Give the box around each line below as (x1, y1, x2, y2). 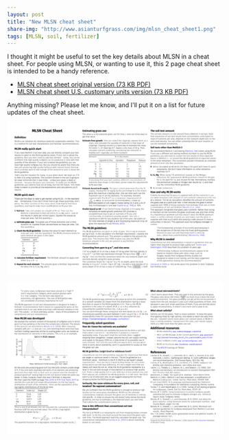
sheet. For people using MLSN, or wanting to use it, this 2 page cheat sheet (7, 60, 221, 68)
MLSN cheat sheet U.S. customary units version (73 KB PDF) (16, 88, 189, 96)
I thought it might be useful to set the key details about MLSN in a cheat (7, 52, 210, 61)
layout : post (7, 11, 45, 18)
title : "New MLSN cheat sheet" (7, 18, 97, 25)
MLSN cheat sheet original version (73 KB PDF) (16, 80, 151, 89)
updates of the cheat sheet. (7, 108, 86, 117)
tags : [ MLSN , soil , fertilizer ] (7, 33, 99, 40)
